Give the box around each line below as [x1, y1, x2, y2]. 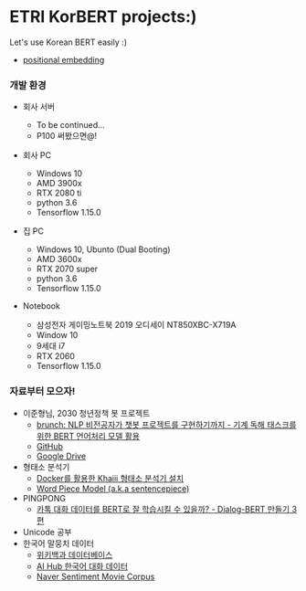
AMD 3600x [36, 254, 82, 265]
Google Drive [36, 450, 87, 461]
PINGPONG [22, 492, 67, 503]
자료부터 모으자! [9, 385, 76, 398]
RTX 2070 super [36, 263, 99, 275]
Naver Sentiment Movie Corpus [36, 571, 155, 582]
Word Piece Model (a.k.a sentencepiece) [36, 482, 190, 494]
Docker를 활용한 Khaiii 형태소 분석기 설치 [36, 472, 185, 483]
